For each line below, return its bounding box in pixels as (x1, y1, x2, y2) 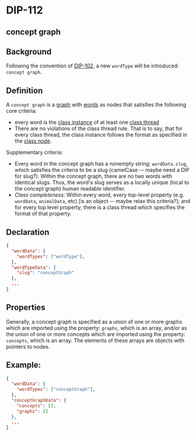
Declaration (6, 227, 50, 237)
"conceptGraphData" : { (11, 397, 67, 404)
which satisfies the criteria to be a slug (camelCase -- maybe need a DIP (14, 167, 190, 174)
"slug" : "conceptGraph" (16, 270, 75, 276)
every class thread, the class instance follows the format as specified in (14, 131, 187, 138)
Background (6, 46, 51, 56)
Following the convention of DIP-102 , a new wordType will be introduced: (6, 62, 180, 69)
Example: (6, 360, 41, 370)
